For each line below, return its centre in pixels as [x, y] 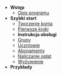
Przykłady [21, 67]
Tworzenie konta [35, 23]
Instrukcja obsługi [37, 34]
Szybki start [23, 18]
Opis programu [33, 13]
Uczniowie [29, 45]
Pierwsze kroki [33, 29]
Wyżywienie [30, 61]
